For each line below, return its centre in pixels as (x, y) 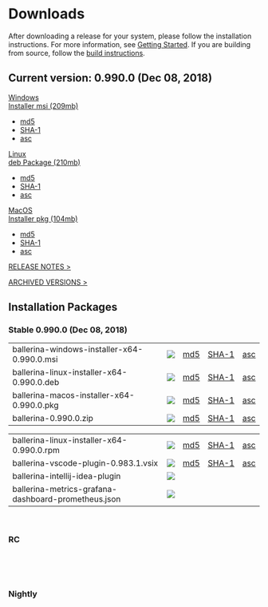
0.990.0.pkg (35, 406)
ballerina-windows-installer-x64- (78, 350)
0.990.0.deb (36, 383)
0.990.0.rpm (36, 450)
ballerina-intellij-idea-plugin (67, 476)
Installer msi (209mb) (43, 105)
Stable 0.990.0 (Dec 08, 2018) (68, 330)
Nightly (23, 593)
